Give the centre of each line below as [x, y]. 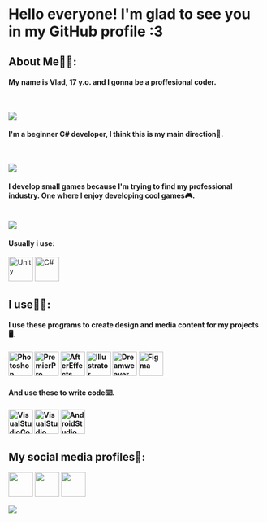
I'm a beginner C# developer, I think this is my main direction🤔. [116, 134]
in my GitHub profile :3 [86, 31]
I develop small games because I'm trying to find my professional [121, 186]
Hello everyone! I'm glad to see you [130, 14]
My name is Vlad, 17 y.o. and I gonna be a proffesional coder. [112, 82]
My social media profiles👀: [77, 457]
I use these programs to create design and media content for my [118, 325]
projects [245, 325]
